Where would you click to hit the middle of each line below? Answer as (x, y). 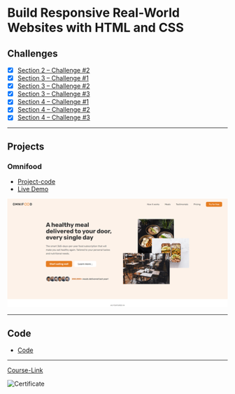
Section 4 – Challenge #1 (53, 102)
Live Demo (33, 189)
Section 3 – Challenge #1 (53, 78)
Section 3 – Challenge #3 (54, 94)
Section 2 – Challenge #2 (54, 70)
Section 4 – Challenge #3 (54, 117)
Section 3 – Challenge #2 (54, 86)
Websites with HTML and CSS (95, 28)
